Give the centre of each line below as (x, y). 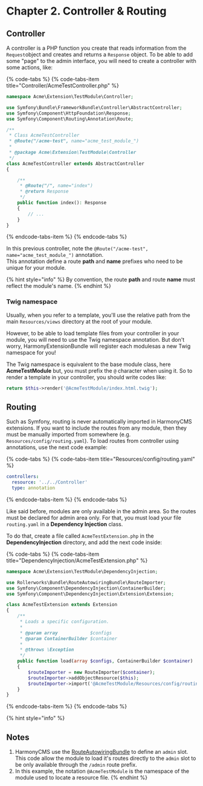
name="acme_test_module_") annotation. (55, 255)
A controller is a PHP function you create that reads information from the (96, 48)
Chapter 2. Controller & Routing (86, 11)
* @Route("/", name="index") (56, 186)
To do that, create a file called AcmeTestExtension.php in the (80, 536)
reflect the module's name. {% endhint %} (59, 286)
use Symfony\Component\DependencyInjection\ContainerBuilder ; (86, 588)
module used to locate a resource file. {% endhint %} (81, 778)
